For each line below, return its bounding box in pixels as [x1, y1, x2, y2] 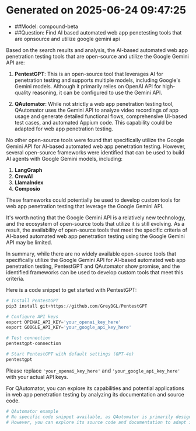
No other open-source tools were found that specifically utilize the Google [6, 136, 185, 143]
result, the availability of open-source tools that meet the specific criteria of [6, 226, 188, 233]
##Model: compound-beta [14, 23, 79, 30]
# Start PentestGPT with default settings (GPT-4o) [6, 351, 134, 357]
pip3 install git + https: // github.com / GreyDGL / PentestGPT [6, 303, 148, 309]
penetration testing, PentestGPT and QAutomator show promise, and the [6, 263, 180, 270]
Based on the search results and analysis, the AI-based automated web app [6, 46, 188, 53]
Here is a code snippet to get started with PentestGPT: [6, 286, 137, 293]
